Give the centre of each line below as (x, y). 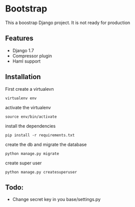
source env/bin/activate (31, 117)
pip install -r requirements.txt (40, 135)
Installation (23, 77)
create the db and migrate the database (46, 144)
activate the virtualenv (28, 107)
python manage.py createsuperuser (41, 172)
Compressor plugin (32, 56)
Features (19, 38)
